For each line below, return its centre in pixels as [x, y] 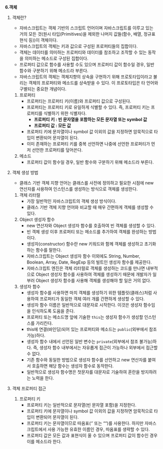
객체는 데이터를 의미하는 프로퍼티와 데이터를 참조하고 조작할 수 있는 [83, 52]
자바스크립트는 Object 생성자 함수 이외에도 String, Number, [83, 256]
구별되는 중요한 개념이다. [43, 89]
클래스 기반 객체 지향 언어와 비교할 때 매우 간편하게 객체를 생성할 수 [90, 207]
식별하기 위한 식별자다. [65, 113]
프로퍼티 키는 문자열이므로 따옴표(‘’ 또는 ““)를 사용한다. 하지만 [85, 423]
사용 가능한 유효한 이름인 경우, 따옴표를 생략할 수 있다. [99, 429]
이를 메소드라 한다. [44, 441]
